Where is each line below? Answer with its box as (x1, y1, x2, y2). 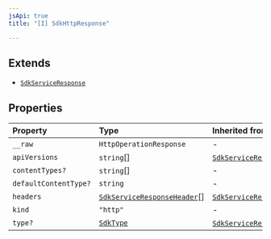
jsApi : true (8, 11, 48, 20)
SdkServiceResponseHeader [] (98, 191, 205, 203)
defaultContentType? (12, 179, 91, 188)
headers (12, 192, 42, 202)
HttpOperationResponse (98, 140, 186, 149)
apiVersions (12, 153, 59, 162)
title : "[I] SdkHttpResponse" (8, 19, 110, 27)
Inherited (212, 125, 248, 136)
